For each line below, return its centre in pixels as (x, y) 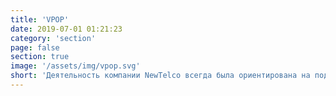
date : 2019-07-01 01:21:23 (66, 29)
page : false (35, 47)
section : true (40, 57)
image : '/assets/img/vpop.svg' (75, 66)
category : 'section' (53, 38)
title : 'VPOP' (40, 19)
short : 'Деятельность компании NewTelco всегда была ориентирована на (160, 76)
